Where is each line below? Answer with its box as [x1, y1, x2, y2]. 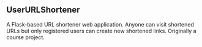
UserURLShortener [6, 5, 81, 15]
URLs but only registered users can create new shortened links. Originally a [6, 27, 197, 34]
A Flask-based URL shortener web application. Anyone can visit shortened [6, 20, 194, 28]
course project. [6, 33, 45, 41]
